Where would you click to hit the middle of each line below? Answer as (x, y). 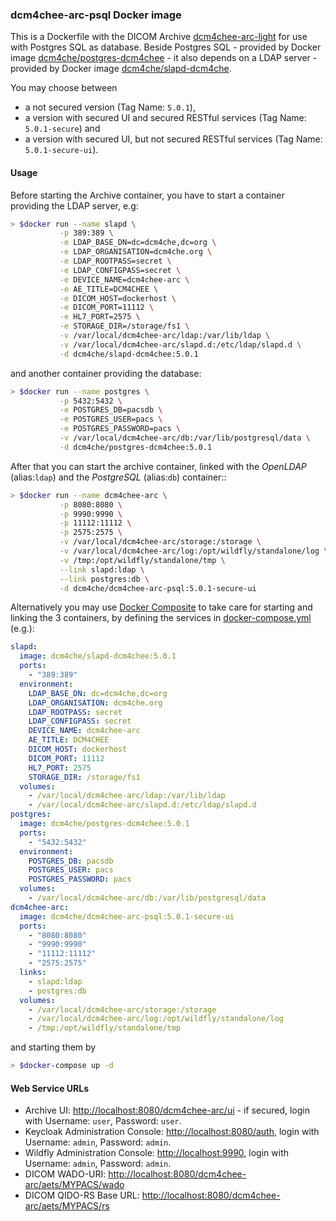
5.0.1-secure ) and (62, 129)
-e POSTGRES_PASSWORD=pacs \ (120, 429)
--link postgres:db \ (104, 579)
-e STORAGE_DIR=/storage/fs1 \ (124, 326)
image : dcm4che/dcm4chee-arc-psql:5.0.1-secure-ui (127, 916)
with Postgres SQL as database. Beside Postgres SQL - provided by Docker (166, 47)
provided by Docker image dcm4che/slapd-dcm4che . (121, 69)
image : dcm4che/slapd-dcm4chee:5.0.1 (98, 656)
